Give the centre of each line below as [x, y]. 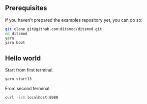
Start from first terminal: [29, 70]
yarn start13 [18, 79]
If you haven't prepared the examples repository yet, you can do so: [74, 20]
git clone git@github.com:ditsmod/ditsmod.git [54, 29]
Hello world [23, 58]
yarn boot [15, 43]
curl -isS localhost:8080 [31, 98]
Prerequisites [26, 8]
